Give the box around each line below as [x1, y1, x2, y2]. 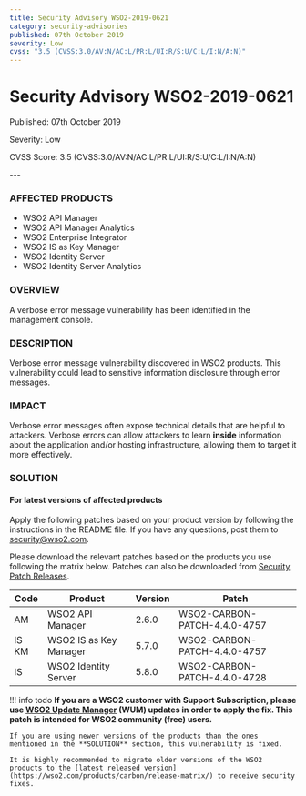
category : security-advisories [9, 22, 128, 31]
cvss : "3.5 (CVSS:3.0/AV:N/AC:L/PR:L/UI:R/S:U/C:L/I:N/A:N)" [9, 47, 247, 56]
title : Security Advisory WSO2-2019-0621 [9, 13, 169, 23]
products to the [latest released [9, 763, 141, 773]
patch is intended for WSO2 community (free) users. [9, 714, 212, 725]
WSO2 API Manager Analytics [22, 222, 135, 233]
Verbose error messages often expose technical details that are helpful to [9, 420, 285, 431]
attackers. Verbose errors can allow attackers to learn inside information [9, 429, 282, 441]
